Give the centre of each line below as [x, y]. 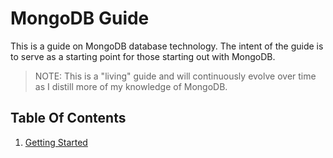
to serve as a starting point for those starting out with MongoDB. [143, 56]
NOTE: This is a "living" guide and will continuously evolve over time [175, 76]
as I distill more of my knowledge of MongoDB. [131, 86]
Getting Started [56, 142]
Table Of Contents [68, 118]
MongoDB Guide [80, 18]
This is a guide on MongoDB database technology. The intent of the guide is [167, 46]
